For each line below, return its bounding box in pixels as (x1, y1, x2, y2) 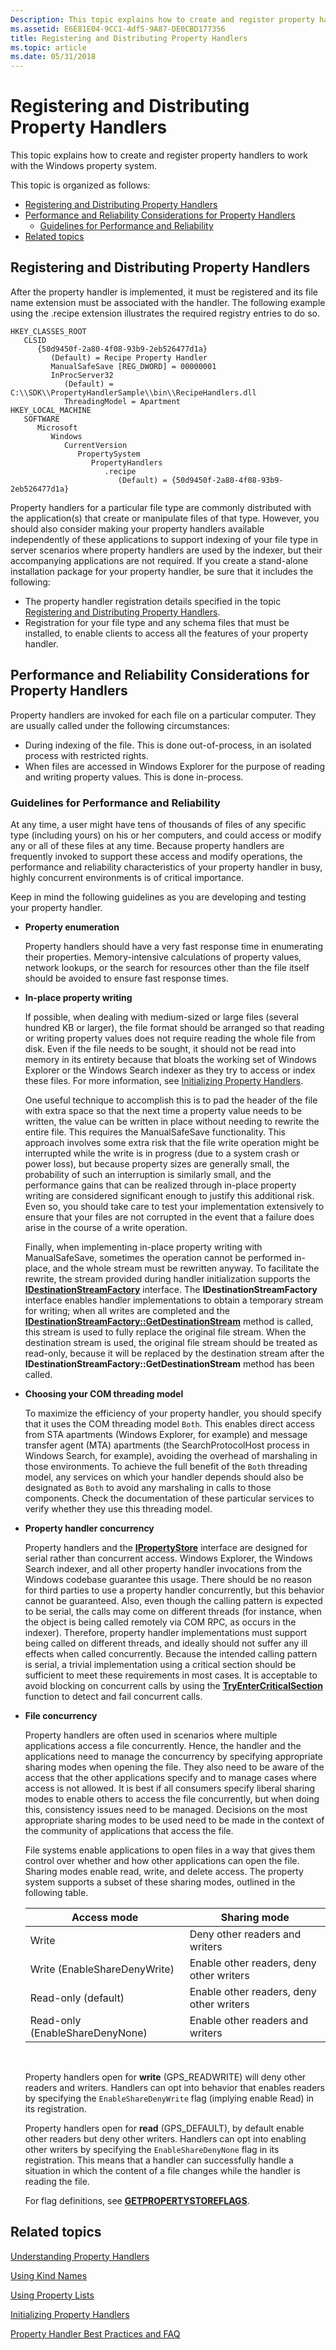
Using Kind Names (10, 2269, 88, 2281)
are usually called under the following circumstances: (10, 719, 230, 731)
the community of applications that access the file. (24, 1824, 234, 1836)
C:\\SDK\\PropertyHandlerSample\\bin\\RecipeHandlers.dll (10, 387, 257, 398)
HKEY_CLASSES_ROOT (10, 326, 87, 336)
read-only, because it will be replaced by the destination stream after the (24, 1347, 325, 1359)
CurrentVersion (63, 440, 128, 450)
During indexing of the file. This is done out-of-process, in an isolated (24, 739, 312, 751)
